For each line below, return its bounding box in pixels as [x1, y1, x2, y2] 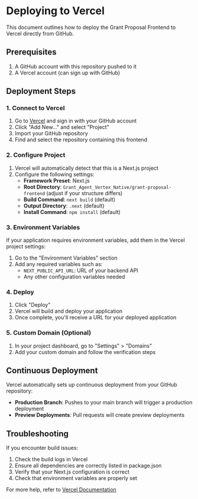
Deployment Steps [6, 86, 76, 96]
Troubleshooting [6, 429, 69, 439]
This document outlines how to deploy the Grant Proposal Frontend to [6, 24, 176, 31]
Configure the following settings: [14, 170, 95, 178]
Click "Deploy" [14, 302, 51, 309]
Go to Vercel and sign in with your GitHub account [14, 117, 137, 125]
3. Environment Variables [6, 223, 80, 231]
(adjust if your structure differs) [46, 189, 123, 196]
